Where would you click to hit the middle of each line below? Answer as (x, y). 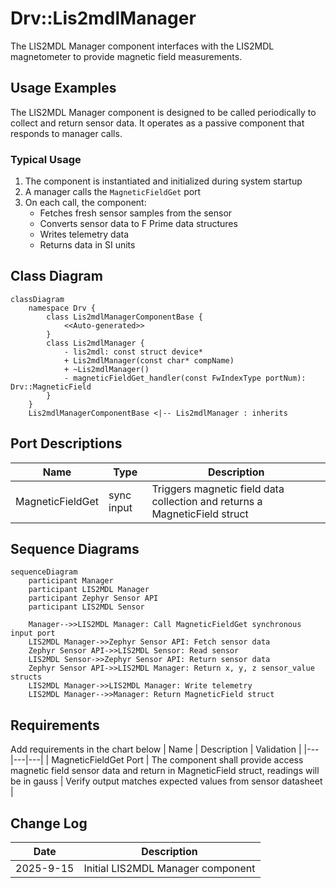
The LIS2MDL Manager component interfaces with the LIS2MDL (142, 46)
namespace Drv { (62, 308)
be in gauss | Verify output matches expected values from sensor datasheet (166, 781)
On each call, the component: (85, 203)
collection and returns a (207, 501)
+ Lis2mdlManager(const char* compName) (149, 360)
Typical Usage (46, 159)
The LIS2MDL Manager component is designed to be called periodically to (163, 112)
